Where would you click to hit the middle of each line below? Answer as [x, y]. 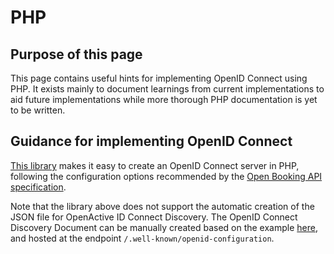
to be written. [38, 110]
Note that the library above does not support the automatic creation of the [162, 206]
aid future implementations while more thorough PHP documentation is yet [164, 99]
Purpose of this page [76, 54]
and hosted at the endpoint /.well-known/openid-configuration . [142, 238]
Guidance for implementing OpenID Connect [151, 141]
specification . [38, 187]
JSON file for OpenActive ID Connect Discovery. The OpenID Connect [154, 217]
